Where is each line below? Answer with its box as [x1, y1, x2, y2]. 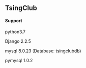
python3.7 [5, 29, 26, 34]
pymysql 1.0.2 [5, 57, 33, 63]
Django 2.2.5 [5, 38, 31, 44]
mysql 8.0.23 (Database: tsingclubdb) [5, 48, 81, 54]
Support [5, 17, 23, 24]
